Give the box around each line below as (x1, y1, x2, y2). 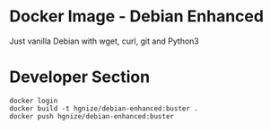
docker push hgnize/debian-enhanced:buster (9, 111, 175, 121)
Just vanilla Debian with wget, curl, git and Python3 (9, 36, 199, 46)
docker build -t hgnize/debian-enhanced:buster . (9, 104, 199, 113)
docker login (9, 96, 58, 105)
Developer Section (9, 67, 151, 87)
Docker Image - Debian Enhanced (9, 6, 265, 27)
